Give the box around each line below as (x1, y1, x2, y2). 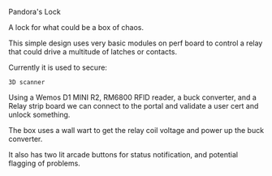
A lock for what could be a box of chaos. (8, 23, 145, 32)
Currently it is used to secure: (8, 62, 108, 72)
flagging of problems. (8, 158, 81, 168)
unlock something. (8, 109, 71, 119)
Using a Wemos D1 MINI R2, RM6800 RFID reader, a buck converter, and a (8, 92, 257, 102)
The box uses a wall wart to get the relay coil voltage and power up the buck (8, 126, 265, 135)
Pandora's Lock (8, 7, 61, 16)
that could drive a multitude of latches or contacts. (8, 47, 177, 56)
